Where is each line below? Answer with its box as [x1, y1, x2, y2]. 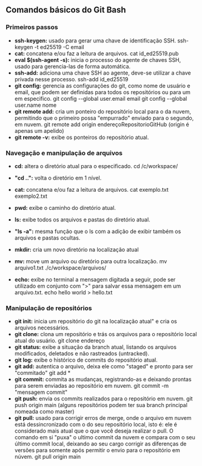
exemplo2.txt [14, 192, 48, 200]
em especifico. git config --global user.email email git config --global [14, 95, 187, 102]
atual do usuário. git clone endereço [14, 337, 105, 345]
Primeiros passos [5, 23, 58, 32]
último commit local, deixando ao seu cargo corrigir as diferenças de [14, 440, 187, 448]
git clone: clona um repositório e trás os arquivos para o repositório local [14, 331, 197, 338]
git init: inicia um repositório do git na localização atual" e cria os [14, 318, 177, 325]
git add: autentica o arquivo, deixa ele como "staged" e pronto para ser [14, 363, 194, 370]
